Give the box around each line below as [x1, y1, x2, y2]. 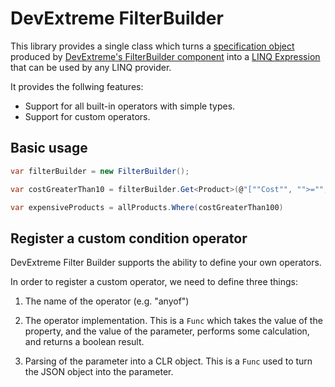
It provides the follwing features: [10, 80, 144, 92]
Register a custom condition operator [10, 230, 248, 247]
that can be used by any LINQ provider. [10, 61, 172, 73]
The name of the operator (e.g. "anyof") [24, 295, 190, 307]
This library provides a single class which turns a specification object [10, 40, 295, 52]
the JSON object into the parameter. [24, 366, 174, 378]
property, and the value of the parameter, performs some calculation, [24, 325, 310, 337]
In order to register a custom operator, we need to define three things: [10, 276, 299, 288]
